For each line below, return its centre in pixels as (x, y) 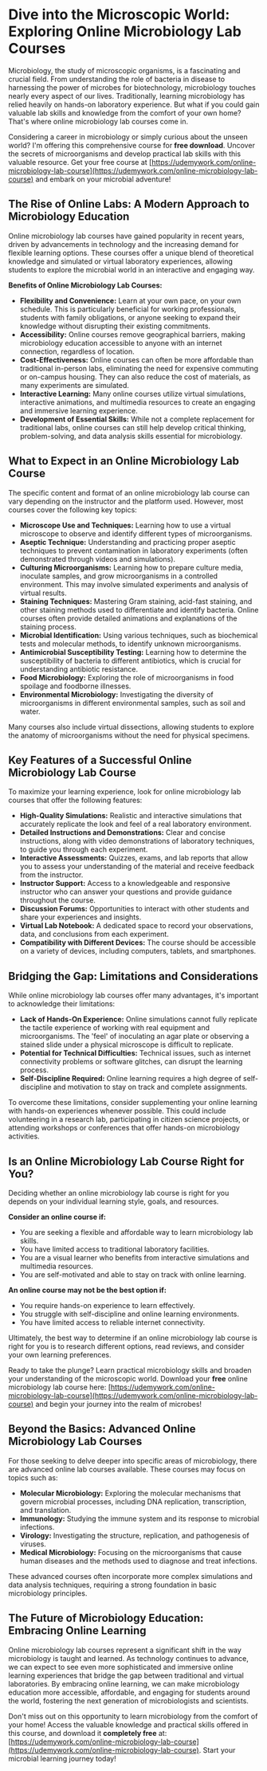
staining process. (48, 626)
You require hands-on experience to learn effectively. (107, 1305)
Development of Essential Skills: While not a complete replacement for (137, 419)
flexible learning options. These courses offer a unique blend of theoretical (131, 253)
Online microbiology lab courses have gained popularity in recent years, (126, 236)
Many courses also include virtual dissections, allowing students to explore (132, 727)
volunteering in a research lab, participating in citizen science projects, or (129, 1119)
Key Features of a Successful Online (100, 760)
